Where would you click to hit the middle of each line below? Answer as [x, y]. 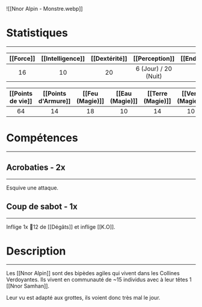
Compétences [42, 138]
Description [36, 251]
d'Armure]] [54, 101]
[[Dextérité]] [109, 58]
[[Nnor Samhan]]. [28, 286]
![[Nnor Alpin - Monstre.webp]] [44, 9]
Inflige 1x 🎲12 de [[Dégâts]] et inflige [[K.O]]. [61, 227]
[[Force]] [22, 58]
